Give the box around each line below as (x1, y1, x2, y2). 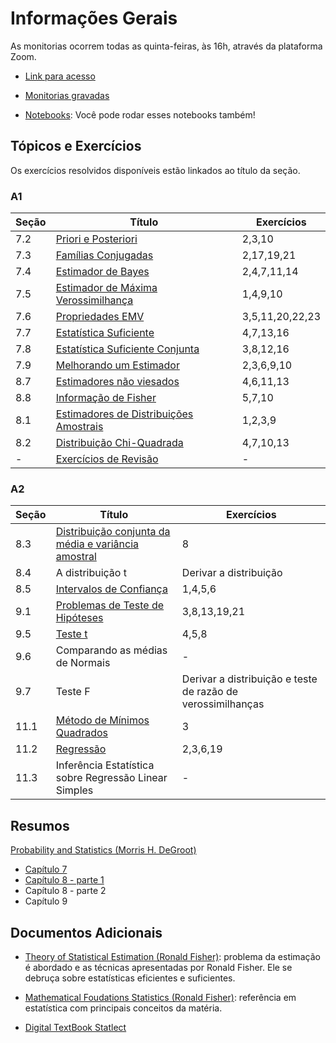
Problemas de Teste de (55, 598, 165, 612)
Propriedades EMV (55, 310, 145, 324)
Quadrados (55, 726, 109, 740)
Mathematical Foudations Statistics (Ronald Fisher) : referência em (24, 991, 297, 1003)
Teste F (55, 685, 91, 699)
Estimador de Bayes (55, 265, 150, 279)
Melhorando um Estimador (55, 358, 180, 372)
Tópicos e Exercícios (10, 138, 142, 155)
